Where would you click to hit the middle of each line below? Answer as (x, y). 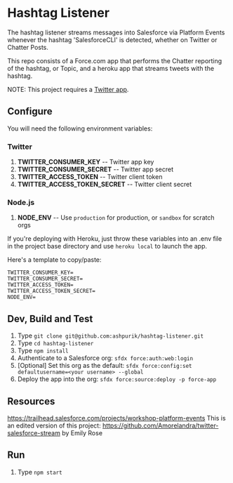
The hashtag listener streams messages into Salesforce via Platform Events (116, 32)
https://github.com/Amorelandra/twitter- (160, 425)
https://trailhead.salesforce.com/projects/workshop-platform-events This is (116, 418)
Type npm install (43, 351)
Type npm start (40, 472)
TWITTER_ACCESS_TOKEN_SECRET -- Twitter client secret (105, 185)
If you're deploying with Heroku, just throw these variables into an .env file (115, 239)
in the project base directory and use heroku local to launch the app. (107, 246)
